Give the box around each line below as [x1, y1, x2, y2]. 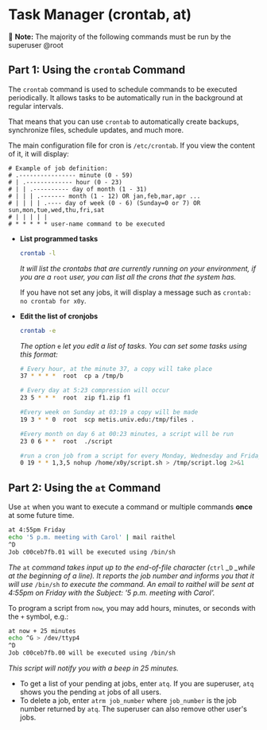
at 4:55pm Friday [8, 526, 66, 534]
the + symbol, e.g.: [8, 612, 69, 621]
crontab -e [19, 326, 56, 334]
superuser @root [8, 40, 64, 49]
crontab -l [19, 249, 56, 257]
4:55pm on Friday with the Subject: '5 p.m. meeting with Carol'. [8, 588, 215, 597]
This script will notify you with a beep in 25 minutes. [8, 663, 179, 673]
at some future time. [8, 511, 75, 520]
